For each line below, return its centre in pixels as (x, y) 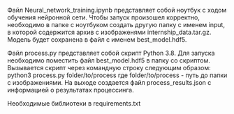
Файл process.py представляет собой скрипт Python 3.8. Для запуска (111, 53)
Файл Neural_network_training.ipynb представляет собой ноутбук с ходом (117, 10)
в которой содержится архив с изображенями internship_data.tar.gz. (109, 32)
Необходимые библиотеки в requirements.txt (74, 103)
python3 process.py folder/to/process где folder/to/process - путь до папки (117, 75)
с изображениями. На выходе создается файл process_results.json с (109, 82)
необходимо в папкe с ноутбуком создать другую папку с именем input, (116, 25)
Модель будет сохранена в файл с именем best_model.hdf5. (97, 40)
